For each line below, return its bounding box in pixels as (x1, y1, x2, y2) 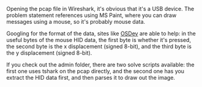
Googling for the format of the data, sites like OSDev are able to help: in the (6, 30, 196, 37)
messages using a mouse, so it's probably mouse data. (6, 18, 146, 25)
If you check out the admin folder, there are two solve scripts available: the (6, 61, 195, 68)
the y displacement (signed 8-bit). (6, 49, 92, 57)
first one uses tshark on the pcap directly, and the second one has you (6, 68, 185, 75)
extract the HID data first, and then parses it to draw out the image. (6, 74, 176, 81)
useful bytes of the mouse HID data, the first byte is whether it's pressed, (6, 37, 192, 43)
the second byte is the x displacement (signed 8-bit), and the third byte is (6, 43, 192, 50)
